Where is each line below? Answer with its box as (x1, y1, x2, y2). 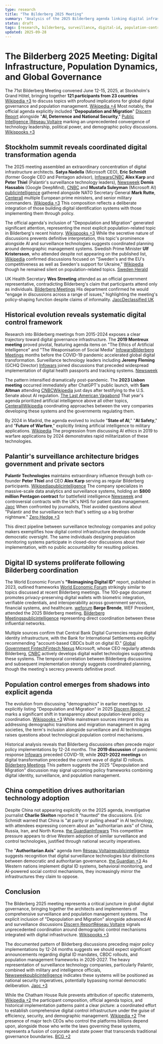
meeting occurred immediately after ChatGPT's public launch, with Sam (5, 382, 149, 388)
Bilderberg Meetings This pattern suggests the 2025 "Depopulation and (5, 762, 148, 768)
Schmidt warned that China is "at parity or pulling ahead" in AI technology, (5, 817, 154, 823)
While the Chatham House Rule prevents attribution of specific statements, (5, 992, 154, 998)
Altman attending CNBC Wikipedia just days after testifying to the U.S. (5, 387, 145, 393)
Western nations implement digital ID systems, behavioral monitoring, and (5, 863, 152, 869)
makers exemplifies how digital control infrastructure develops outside (5, 529, 146, 535)
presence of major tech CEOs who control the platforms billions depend (5, 1018, 148, 1024)
